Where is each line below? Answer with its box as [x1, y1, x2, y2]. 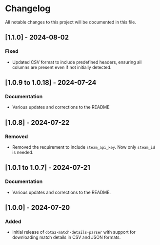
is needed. [12, 150, 34, 155]
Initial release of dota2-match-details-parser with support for [12, 229, 136, 235]
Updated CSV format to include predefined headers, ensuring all [12, 59, 142, 65]
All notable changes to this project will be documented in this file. [5, 19, 137, 25]
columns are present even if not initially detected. [12, 64, 112, 70]
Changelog [5, 3, 51, 14]
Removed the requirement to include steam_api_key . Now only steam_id [12, 144, 155, 150]
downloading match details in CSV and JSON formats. [12, 234, 121, 240]
